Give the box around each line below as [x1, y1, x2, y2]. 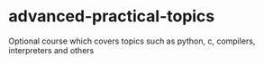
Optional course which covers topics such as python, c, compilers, [8, 36, 256, 46]
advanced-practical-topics [8, 6, 215, 27]
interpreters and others [8, 44, 95, 55]
